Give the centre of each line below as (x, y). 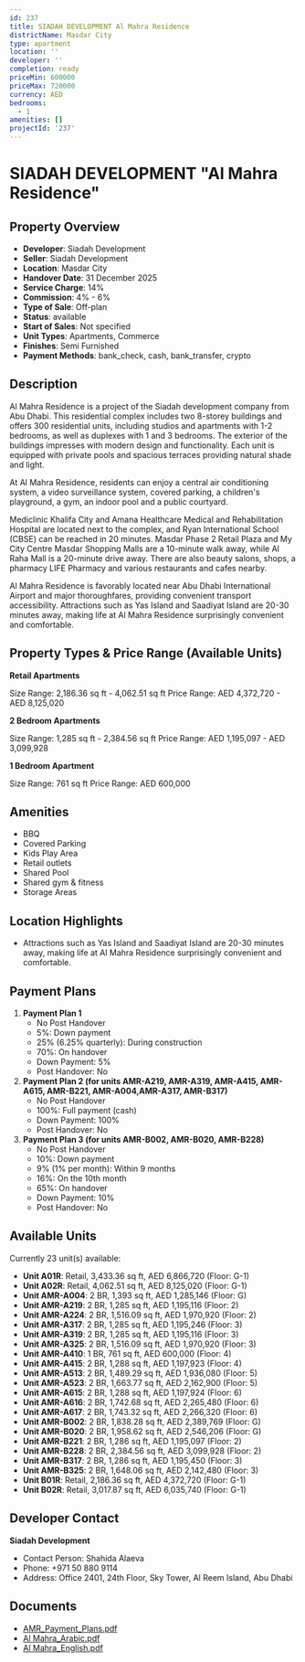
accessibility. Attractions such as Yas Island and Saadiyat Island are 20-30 (149, 605)
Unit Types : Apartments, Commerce (91, 336)
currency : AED (37, 94)
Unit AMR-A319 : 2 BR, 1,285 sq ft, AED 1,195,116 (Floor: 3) (131, 1334)
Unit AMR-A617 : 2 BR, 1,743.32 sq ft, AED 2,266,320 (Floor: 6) (140, 1412)
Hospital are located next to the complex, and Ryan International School (144, 529)
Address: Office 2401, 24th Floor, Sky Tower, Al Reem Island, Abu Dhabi (158, 1577)
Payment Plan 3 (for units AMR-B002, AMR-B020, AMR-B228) (143, 1140)
